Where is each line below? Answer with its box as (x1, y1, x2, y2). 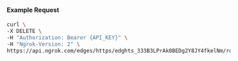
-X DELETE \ (6, 28, 42, 35)
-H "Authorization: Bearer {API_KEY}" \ (6, 34, 129, 41)
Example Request (6, 6, 60, 14)
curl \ (6, 21, 26, 28)
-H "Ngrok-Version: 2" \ (6, 41, 80, 48)
